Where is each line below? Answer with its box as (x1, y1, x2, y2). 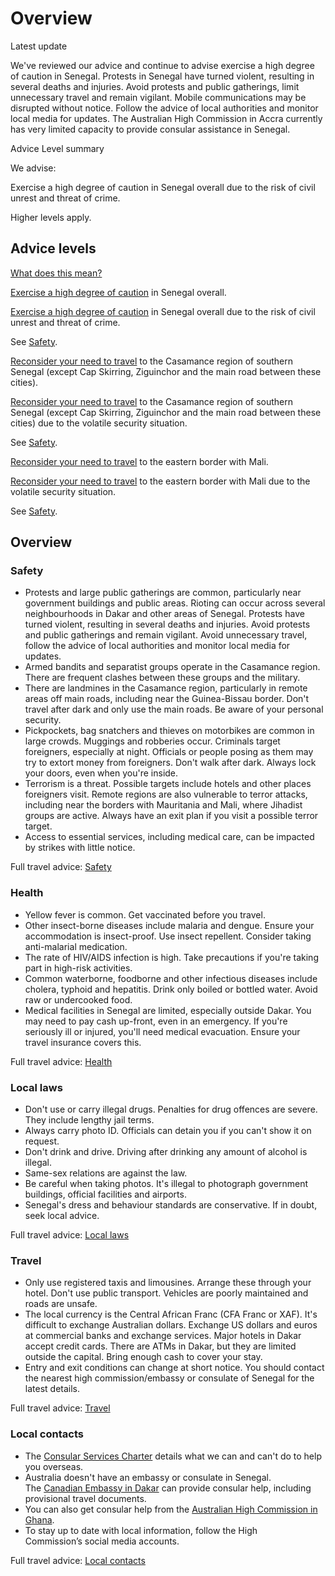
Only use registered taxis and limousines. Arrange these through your (24, 1277, 312, 1289)
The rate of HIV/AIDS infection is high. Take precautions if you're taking (24, 951, 319, 963)
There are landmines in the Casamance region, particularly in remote (24, 682, 308, 694)
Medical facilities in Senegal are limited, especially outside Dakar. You (24, 1004, 312, 1016)
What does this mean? (10, 267, 103, 279)
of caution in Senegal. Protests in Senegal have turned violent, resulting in (10, 70, 315, 82)
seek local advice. (24, 1210, 100, 1222)
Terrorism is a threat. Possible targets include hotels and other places (24, 778, 312, 790)
